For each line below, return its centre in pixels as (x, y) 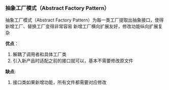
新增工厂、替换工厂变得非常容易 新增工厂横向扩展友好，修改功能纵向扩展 (82, 26)
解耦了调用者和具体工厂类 (39, 54)
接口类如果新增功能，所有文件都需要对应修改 (60, 82)
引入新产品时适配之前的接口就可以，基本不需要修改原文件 (73, 61)
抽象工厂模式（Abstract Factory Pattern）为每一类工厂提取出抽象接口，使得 (84, 20)
